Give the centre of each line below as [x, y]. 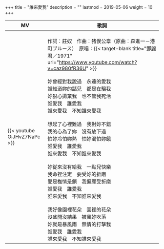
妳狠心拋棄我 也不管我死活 [79, 96]
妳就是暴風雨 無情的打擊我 [79, 224]
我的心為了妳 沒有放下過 [77, 132]
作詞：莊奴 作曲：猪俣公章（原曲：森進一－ [99, 41]
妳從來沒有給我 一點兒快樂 [79, 167]
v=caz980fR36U [67, 68]
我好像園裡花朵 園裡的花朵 [79, 210]
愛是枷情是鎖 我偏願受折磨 [79, 181]
